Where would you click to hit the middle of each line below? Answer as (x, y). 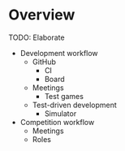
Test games (64, 96)
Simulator (60, 113)
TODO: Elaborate (37, 37)
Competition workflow (57, 122)
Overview (42, 15)
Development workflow (59, 53)
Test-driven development (75, 105)
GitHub (44, 62)
